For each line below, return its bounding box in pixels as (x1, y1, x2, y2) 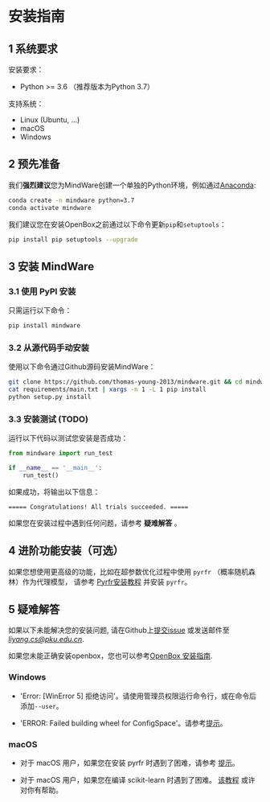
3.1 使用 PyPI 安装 (8, 286, 76, 297)
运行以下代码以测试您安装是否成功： (8, 434, 129, 443)
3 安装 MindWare (8, 259, 95, 274)
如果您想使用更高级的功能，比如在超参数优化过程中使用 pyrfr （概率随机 (8, 566, 249, 576)
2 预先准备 (8, 158, 60, 171)
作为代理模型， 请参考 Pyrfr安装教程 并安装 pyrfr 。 (22, 577, 192, 586)
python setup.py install (8, 393, 92, 401)
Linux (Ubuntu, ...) (19, 115, 80, 125)
